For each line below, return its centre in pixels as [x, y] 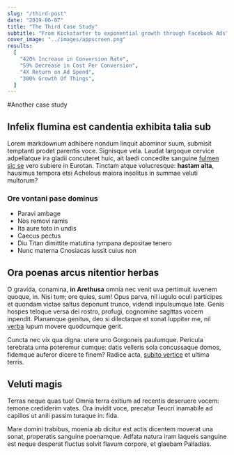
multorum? [23, 180]
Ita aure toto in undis [47, 229]
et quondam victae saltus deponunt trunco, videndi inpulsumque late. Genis [116, 304]
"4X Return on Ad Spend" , [57, 72]
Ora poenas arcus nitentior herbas [83, 272]
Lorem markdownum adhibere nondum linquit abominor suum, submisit [110, 144]
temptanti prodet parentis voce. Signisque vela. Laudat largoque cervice [111, 151]
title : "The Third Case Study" [53, 26]
